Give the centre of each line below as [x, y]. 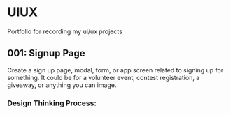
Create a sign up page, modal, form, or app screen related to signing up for [115, 70]
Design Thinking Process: [52, 103]
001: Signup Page [46, 53]
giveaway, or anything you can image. [62, 85]
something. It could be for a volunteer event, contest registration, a [104, 77]
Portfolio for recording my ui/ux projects [65, 31]
